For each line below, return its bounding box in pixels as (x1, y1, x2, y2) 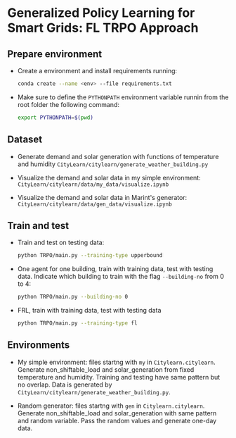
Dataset (7, 134, 43, 146)
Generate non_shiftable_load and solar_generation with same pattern (17, 408, 217, 417)
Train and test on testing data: (17, 238, 105, 247)
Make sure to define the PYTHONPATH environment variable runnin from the (17, 93, 229, 101)
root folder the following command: (17, 100, 119, 108)
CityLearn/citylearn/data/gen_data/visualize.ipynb (17, 201, 172, 208)
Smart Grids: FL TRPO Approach (7, 20, 199, 36)
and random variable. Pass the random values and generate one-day (17, 416, 217, 425)
